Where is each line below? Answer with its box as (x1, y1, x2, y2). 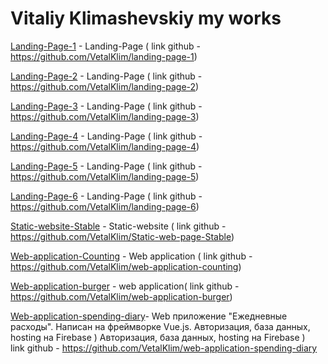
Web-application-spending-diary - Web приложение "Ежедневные (10, 310, 288, 322)
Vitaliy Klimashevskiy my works (10, 7, 282, 30)
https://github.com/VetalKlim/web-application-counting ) (10, 260, 242, 272)
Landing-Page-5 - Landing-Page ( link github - (10, 160, 203, 172)
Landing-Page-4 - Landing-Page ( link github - (10, 130, 203, 142)
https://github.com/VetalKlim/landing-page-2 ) (10, 80, 200, 92)
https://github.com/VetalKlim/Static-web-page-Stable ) (10, 230, 235, 242)
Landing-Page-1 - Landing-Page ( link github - (10, 40, 201, 52)
